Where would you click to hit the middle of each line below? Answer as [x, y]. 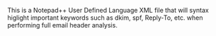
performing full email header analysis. [63, 25]
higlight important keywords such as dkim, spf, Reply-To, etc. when [105, 18]
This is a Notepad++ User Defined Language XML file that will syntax [108, 10]
